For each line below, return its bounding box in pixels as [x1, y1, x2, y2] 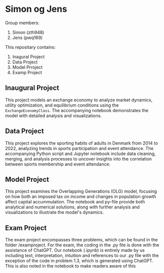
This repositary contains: [5, 44, 56, 50]
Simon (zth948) [12, 29, 44, 35]
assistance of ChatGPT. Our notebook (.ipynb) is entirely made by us [5, 247, 145, 253]
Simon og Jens [5, 3, 68, 15]
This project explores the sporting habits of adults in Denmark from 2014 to [5, 140, 158, 146]
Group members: [5, 20, 40, 26]
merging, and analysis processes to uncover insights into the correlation [5, 156, 152, 161]
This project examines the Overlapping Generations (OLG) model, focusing [5, 189, 157, 195]
